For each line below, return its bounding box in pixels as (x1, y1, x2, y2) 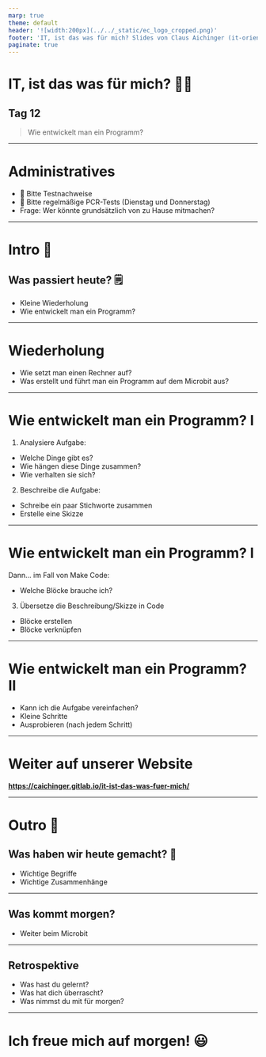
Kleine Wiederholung (19, 298, 89, 308)
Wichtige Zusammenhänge (19, 876, 108, 887)
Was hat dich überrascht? (19, 988, 104, 998)
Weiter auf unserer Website (8, 755, 193, 773)
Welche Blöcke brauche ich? (19, 585, 113, 595)
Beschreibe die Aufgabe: (19, 485, 101, 495)
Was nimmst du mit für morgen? (19, 997, 124, 1006)
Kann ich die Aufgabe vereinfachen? (19, 702, 139, 713)
